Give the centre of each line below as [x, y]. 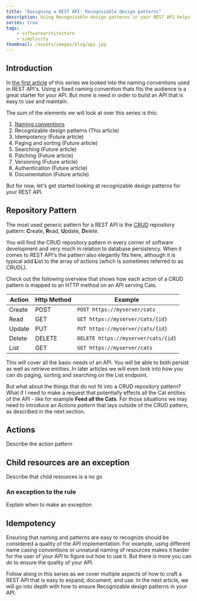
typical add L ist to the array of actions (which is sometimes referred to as [95, 261]
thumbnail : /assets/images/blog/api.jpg [56, 45]
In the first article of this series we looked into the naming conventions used [98, 82]
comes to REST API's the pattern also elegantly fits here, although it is [91, 255]
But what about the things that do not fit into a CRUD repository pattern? [94, 386]
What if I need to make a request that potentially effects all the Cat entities [96, 392]
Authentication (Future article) [51, 168]
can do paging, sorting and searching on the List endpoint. [77, 375]
